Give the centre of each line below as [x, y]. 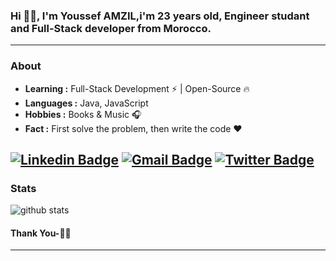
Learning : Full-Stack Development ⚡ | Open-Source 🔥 [137, 88]
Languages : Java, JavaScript [86, 103]
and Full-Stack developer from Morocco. [111, 28]
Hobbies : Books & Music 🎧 [83, 114]
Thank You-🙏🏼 [41, 233]
